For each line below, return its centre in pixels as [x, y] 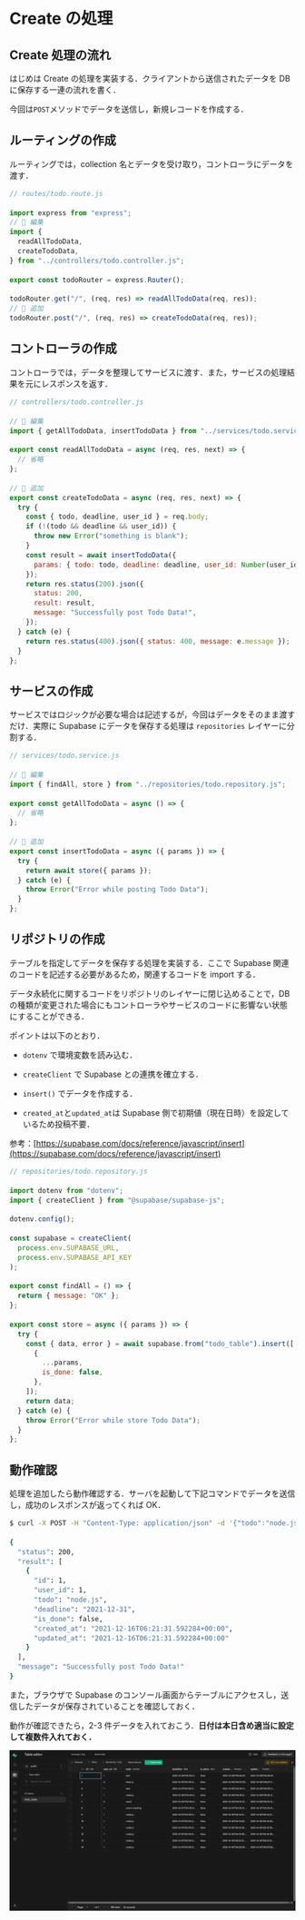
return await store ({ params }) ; [89, 871]
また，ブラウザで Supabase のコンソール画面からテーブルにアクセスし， [145, 1695]
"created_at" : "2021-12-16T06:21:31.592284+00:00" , [133, 1629]
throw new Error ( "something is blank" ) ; [111, 537]
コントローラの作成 [63, 349]
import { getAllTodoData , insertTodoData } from [103, 431]
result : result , [64, 603]
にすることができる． [49, 1016]
